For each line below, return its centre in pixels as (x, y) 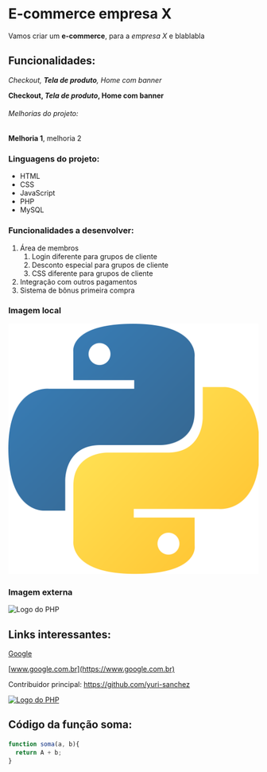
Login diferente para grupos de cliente (94, 256)
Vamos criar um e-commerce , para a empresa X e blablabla (106, 36)
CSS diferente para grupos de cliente (92, 273)
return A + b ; (39, 752)
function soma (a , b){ (44, 744)
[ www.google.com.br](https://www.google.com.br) (91, 669)
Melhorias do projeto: (43, 114)
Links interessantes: (60, 634)
